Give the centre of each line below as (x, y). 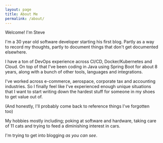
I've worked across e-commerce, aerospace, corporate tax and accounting (80, 81)
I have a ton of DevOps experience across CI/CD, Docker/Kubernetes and (79, 62)
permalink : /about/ (25, 18)
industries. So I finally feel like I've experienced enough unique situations (78, 87)
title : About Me (21, 14)
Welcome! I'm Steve (25, 33)
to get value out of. (24, 97)
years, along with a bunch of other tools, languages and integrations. (74, 72)
